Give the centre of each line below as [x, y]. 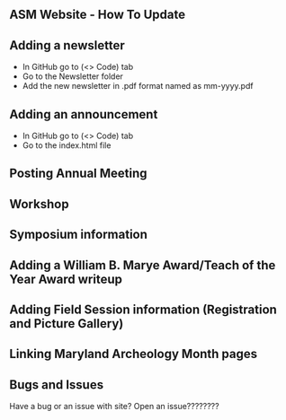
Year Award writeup [66, 279]
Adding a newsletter [67, 45]
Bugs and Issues [57, 385]
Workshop [39, 204]
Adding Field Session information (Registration [143, 309]
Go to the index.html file [67, 145]
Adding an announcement [84, 114]
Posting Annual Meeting [78, 174]
